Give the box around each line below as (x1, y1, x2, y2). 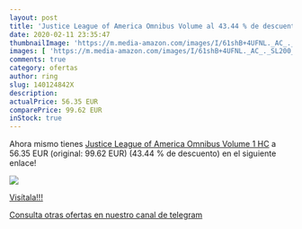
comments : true (9, 55, 67, 64)
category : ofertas (9, 64, 78, 73)
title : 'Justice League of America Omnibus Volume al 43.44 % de (9, 22, 259, 31)
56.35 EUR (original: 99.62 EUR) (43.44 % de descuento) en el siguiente (9, 148, 277, 159)
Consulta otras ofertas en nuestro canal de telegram (9, 209, 203, 221)
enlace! (9, 158, 37, 169)
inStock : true (9, 114, 63, 123)
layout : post (9, 13, 58, 23)
